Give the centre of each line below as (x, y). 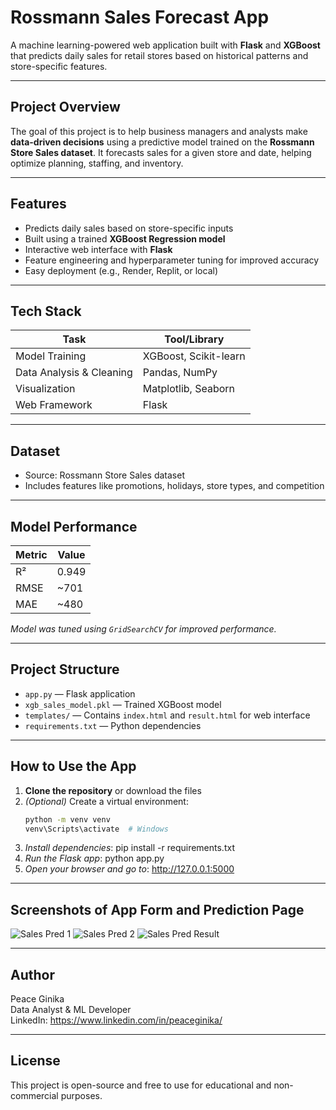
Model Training (51, 356)
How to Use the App (73, 766)
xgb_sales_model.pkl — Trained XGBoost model (123, 704)
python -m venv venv (67, 819)
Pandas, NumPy (180, 373)
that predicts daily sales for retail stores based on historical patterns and (159, 55)
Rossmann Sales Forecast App (140, 17)
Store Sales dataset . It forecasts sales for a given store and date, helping (161, 152)
